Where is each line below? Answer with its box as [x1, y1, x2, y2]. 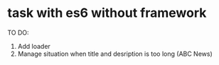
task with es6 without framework [7, 5, 207, 21]
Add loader [17, 42, 51, 50]
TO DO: [7, 28, 30, 37]
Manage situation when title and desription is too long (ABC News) [17, 49, 213, 58]
